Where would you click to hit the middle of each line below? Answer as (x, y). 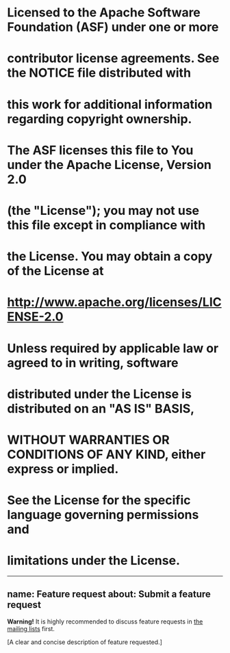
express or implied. (63, 469)
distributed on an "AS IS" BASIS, (101, 408)
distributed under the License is (99, 394)
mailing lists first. (31, 628)
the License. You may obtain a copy (110, 256)
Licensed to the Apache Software (104, 13)
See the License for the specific (99, 500)
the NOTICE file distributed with (99, 73)
